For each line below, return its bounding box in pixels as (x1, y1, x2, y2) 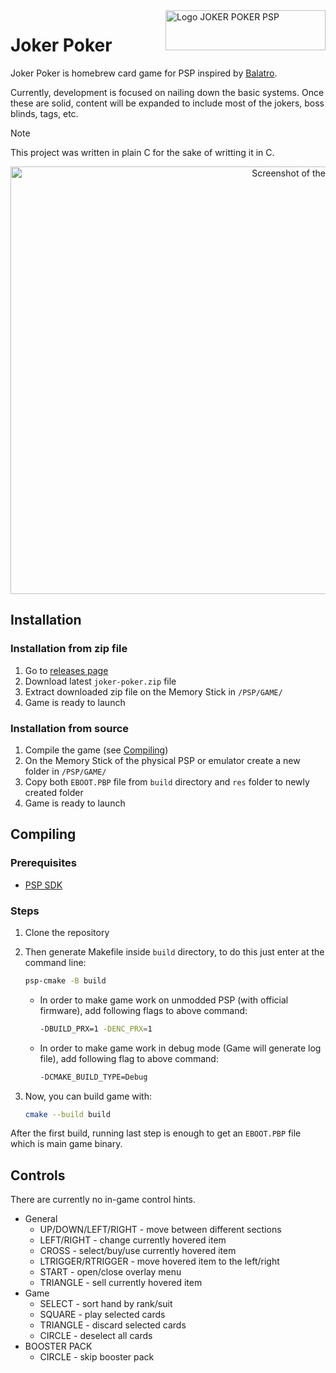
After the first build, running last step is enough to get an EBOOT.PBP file (10, 1127, 302, 1139)
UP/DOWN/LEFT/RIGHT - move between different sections (39, 1224, 282, 1236)
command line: (24, 956, 87, 968)
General (24, 1213, 58, 1225)
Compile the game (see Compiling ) (24, 744, 169, 756)
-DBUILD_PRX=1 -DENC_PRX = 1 (39, 1024, 153, 1034)
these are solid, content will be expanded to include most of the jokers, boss (10, 97, 325, 109)
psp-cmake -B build (24, 975, 107, 986)
